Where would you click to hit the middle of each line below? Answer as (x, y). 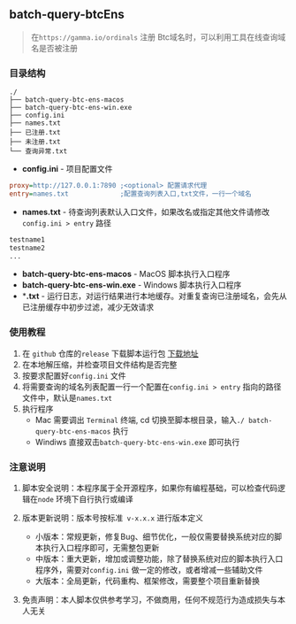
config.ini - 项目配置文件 (67, 169)
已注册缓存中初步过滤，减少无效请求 (88, 307)
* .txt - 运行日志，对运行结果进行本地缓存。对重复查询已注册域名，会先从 (154, 297)
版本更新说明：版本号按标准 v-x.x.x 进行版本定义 (113, 518)
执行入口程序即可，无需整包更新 (101, 548)
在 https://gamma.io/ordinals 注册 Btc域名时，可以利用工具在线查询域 (158, 37)
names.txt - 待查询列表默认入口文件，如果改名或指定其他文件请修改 (146, 212)
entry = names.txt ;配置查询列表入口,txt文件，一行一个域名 (130, 194)
